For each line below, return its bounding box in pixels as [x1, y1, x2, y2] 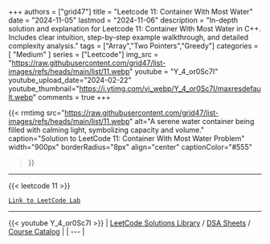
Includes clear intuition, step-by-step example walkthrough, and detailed [8, 32, 249, 42]
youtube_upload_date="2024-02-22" [8, 76, 132, 85]
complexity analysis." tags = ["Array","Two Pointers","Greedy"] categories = [8, 41, 259, 51]
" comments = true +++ [32, 93, 111, 101]
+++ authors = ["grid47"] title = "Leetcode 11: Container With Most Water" [8, 7, 253, 16]
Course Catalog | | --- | [8, 227, 85, 236]
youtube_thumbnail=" [8, 84, 80, 93]
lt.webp [8, 93, 34, 101]
